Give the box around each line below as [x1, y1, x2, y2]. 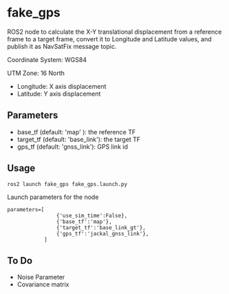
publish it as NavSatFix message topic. [7, 42, 117, 50]
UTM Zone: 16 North [7, 69, 65, 77]
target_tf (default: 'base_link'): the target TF [17, 135, 141, 143]
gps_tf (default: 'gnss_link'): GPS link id [17, 143, 129, 151]
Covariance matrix [17, 280, 69, 288]
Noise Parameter [17, 273, 65, 282]
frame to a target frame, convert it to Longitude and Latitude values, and [7, 34, 212, 43]
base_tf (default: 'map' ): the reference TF [17, 127, 136, 136]
